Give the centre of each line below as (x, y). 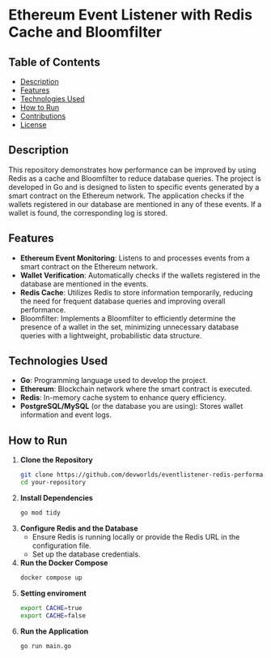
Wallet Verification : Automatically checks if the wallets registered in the (140, 275)
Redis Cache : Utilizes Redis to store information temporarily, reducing (136, 292)
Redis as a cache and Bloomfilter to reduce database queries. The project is (135, 178)
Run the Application (54, 631)
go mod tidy (40, 513)
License (33, 125)
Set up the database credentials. (86, 554)
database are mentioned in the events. (84, 284)
